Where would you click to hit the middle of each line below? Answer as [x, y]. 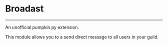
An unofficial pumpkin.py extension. [42, 27]
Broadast [24, 9]
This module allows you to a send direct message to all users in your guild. [82, 37]
